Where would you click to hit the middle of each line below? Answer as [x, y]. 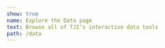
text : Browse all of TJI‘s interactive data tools [82, 27]
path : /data [24, 34]
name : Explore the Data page [49, 20]
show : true [23, 14]
